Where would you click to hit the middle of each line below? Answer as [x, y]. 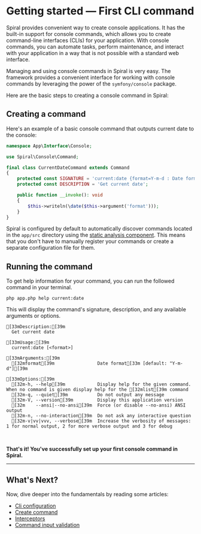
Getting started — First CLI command [100, 11]
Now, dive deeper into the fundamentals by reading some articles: [87, 494]
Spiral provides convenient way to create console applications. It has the [96, 28]
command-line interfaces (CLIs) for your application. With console [88, 40]
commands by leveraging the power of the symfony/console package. [91, 84]
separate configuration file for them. [51, 248]
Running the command [49, 267]
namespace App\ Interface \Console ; [49, 146]
